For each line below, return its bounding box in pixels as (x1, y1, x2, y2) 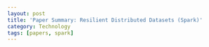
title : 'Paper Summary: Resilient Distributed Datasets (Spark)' (7, 17, 203, 23)
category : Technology (7, 23, 71, 30)
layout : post (7, 10, 46, 17)
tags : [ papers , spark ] (7, 29, 74, 37)
